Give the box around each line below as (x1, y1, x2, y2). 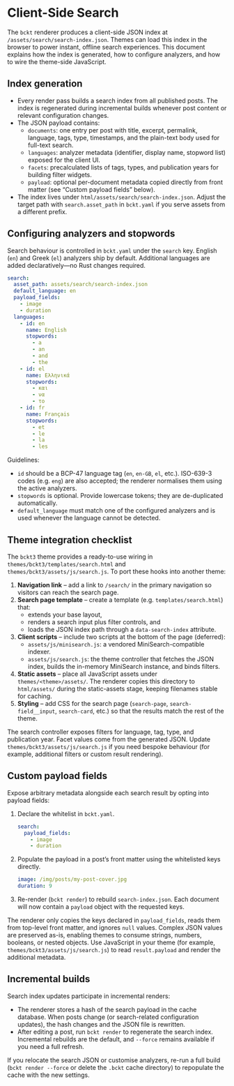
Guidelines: (7, 455, 40, 465)
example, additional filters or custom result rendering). (7, 750, 164, 758)
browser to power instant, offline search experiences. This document (7, 43, 205, 51)
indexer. (27, 647, 51, 656)
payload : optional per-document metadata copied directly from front (27, 178, 223, 186)
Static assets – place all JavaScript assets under (17, 670, 158, 678)
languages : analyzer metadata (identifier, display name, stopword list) (27, 148, 226, 156)
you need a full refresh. (17, 1042, 85, 1050)
